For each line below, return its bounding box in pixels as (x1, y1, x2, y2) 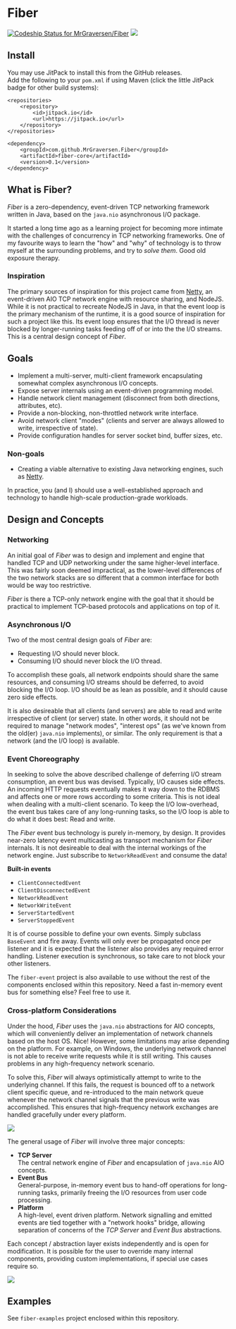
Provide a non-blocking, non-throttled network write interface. (17, 409, 199, 417)
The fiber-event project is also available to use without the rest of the (7, 973, 210, 982)
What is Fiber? (7, 184, 73, 196)
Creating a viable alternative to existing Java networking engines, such (17, 464, 223, 473)
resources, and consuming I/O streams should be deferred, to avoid (7, 678, 204, 686)
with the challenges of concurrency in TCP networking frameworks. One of (7, 231, 225, 240)
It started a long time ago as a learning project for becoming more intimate (7, 223, 223, 232)
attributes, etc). (17, 401, 63, 409)
